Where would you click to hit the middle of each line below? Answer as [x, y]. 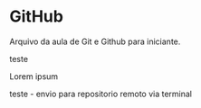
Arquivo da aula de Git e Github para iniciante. [95, 41]
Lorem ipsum [34, 76]
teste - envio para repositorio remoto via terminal [101, 94]
